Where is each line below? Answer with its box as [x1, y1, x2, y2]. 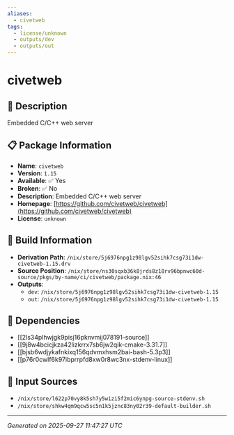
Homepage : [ [17, 199, 56, 207]
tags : [7, 23, 23, 30]
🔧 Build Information [7, 235, 93, 246]
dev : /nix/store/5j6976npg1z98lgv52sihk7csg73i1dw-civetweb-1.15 [27, 287, 219, 296]
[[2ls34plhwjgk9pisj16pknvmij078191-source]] [17, 333, 150, 342]
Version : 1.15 [17, 168, 57, 177]
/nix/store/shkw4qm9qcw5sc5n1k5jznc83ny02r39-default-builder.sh [17, 403, 211, 410]
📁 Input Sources [7, 375, 78, 387]
